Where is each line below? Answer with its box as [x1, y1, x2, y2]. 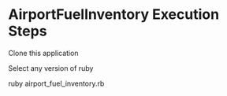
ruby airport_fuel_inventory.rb [8, 79, 105, 88]
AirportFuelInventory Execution [8, 6, 219, 24]
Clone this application [8, 48, 79, 57]
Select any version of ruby [8, 63, 94, 72]
